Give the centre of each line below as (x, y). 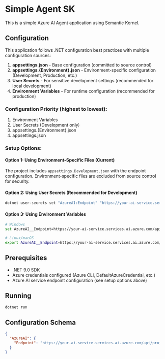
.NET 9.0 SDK (26, 270)
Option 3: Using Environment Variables (46, 214)
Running (18, 296)
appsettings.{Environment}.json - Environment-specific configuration (84, 70)
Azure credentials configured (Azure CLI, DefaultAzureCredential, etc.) (84, 275)
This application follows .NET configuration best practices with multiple (77, 50)
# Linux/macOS (20, 238)
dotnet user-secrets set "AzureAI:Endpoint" (51, 203)
